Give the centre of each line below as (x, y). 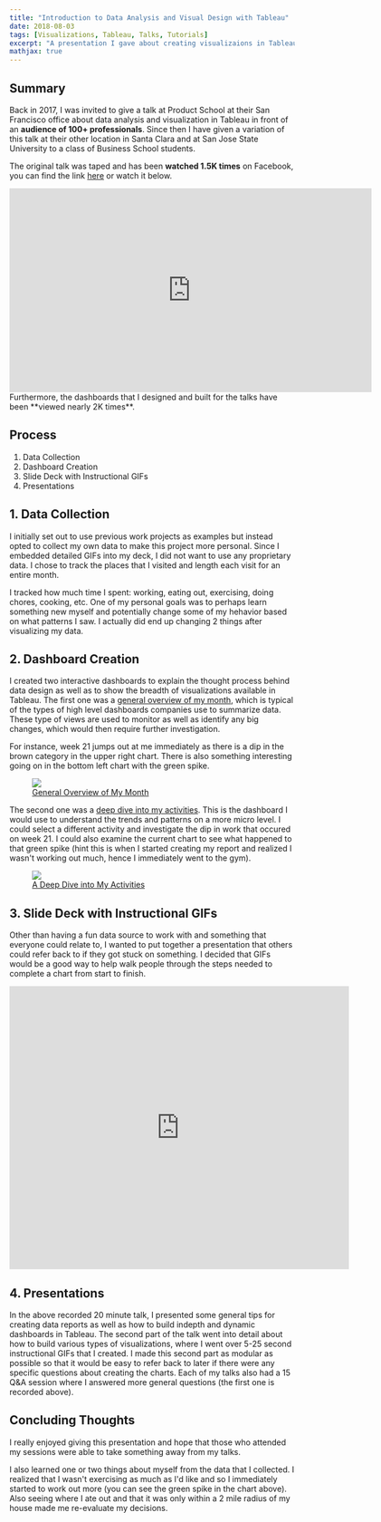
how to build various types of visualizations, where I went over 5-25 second (151, 1344)
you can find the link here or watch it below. (91, 175)
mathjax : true (36, 52)
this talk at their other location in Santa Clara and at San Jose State (134, 139)
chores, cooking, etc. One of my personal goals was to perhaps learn (138, 602)
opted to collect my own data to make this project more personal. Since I (144, 545)
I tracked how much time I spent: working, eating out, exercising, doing (142, 592)
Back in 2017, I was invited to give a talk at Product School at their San (139, 110)
